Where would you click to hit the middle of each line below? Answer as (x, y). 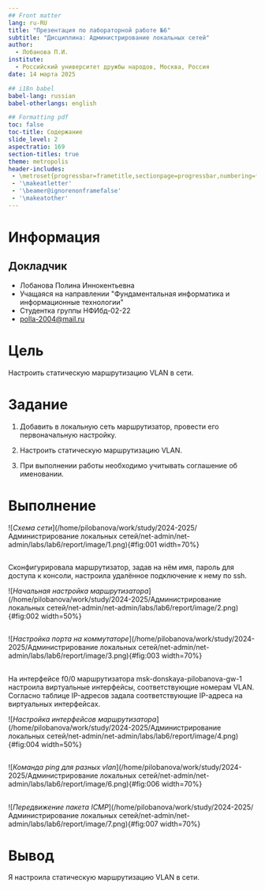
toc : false (26, 125)
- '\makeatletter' (42, 184)
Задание (38, 404)
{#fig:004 (24, 744)
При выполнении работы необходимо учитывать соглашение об (129, 465)
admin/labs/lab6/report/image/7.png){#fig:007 (83, 824)
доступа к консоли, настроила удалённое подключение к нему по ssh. (127, 575)
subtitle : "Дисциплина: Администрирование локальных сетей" (109, 38)
